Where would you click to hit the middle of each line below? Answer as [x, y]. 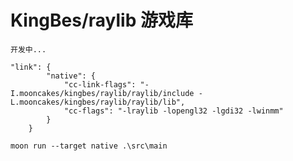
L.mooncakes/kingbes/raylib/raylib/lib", [98, 102]
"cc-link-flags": [100, 84]
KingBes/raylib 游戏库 [101, 20]
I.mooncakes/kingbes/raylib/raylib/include [102, 93]
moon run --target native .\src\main [89, 146]
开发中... [28, 49]
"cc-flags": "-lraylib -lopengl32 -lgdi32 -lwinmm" [173, 111]
